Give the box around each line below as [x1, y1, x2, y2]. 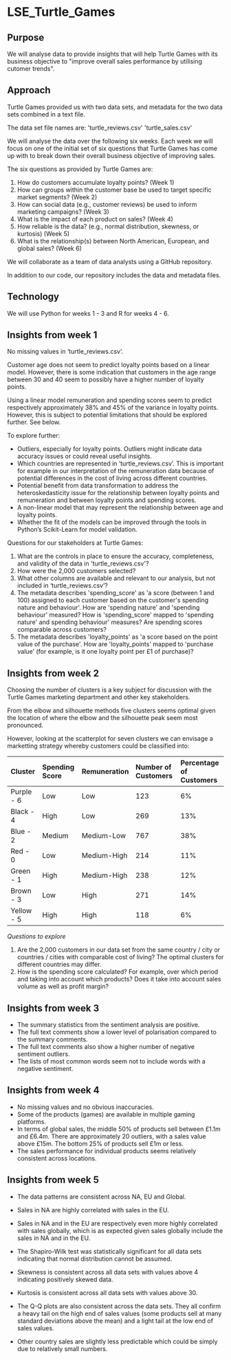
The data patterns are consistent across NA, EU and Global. [16, 1192, 186, 1201]
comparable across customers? [16, 626, 107, 634]
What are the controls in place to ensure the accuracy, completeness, [16, 552, 214, 561]
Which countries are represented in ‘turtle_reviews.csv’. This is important [16, 459, 224, 468]
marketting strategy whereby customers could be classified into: [7, 742, 190, 750]
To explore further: [7, 432, 60, 440]
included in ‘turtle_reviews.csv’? [16, 581, 108, 590]
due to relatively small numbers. [16, 1344, 108, 1352]
